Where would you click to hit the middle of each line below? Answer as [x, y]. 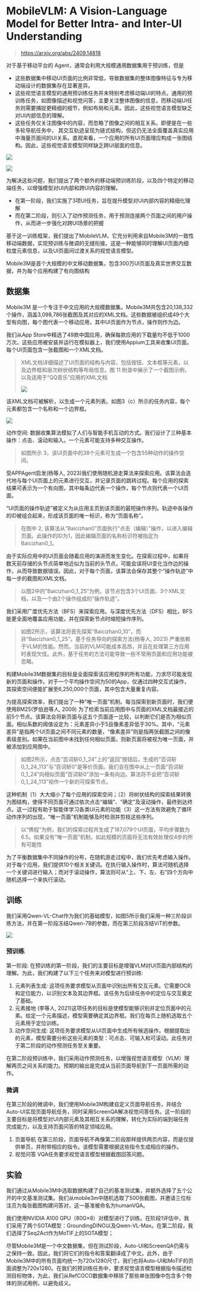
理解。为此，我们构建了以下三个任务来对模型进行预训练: [75, 973]
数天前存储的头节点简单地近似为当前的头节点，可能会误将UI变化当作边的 [95, 563]
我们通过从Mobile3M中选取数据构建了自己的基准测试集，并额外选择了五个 [97, 1190]
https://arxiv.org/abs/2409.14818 [61, 53]
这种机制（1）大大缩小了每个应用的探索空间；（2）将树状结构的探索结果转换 [99, 794]
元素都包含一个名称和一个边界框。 [48, 408]
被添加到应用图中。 [30, 746]
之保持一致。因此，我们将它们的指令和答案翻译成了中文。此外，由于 [90, 1253]
